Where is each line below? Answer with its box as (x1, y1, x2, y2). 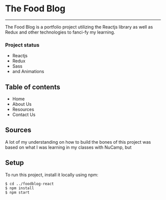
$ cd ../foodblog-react (5, 181, 54, 186)
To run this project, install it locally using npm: (5, 171, 99, 178)
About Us (12, 101, 32, 107)
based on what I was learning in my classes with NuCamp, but (5, 144, 132, 150)
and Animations (12, 69, 44, 75)
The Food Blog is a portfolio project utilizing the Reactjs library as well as (5, 24, 153, 30)
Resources (12, 107, 35, 113)
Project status (5, 41, 40, 48)
